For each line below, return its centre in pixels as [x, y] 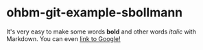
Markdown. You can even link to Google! [63, 38]
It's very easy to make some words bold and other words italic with [101, 32]
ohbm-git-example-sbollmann [95, 13]
